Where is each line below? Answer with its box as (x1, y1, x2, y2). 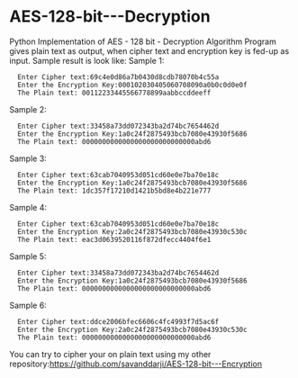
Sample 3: (9, 153, 47, 164)
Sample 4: (9, 202, 48, 212)
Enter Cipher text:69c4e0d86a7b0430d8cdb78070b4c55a (17, 72, 220, 82)
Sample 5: (9, 250, 47, 262)
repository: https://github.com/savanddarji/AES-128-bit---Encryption (9, 358, 263, 369)
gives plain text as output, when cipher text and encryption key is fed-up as (9, 45, 290, 56)
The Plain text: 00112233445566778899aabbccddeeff (17, 88, 212, 97)
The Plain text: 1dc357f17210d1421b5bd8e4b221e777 (17, 186, 212, 195)
